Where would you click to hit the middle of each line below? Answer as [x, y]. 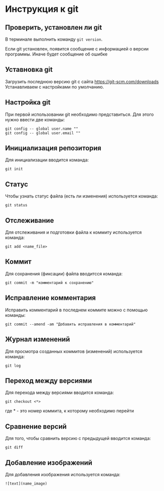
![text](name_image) [26, 484]
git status [16, 205]
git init [14, 169]
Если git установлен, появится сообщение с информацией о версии [77, 49]
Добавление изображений [49, 463]
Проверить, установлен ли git [54, 27]
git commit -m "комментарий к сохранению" [49, 283]
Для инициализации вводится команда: [47, 160]
